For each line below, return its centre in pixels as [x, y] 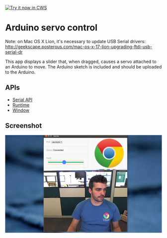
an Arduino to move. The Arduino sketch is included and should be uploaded [83, 66]
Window [21, 110]
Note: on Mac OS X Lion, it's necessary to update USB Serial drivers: [75, 41]
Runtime [21, 105]
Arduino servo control [51, 28]
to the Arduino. [20, 72]
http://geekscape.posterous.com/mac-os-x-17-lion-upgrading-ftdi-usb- [79, 47]
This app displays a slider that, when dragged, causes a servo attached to [81, 61]
